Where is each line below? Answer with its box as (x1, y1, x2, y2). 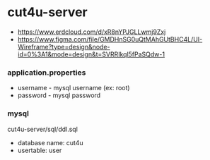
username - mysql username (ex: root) (17, 84, 130, 92)
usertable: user (17, 146, 62, 154)
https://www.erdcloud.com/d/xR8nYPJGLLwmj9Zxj (17, 27, 166, 36)
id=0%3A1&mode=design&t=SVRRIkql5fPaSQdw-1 (17, 50, 165, 59)
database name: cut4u (17, 138, 83, 147)
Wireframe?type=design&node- (17, 42, 111, 51)
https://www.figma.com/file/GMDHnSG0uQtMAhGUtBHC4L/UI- (17, 35, 203, 43)
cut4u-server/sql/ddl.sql (7, 125, 78, 133)
